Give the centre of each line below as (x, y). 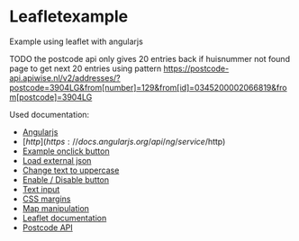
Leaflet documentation (64, 218)
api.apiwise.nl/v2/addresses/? (65, 77)
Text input (41, 189)
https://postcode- (196, 68)
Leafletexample (69, 17)
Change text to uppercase (71, 170)
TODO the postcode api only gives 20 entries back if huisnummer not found (150, 58)
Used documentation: (50, 114)
